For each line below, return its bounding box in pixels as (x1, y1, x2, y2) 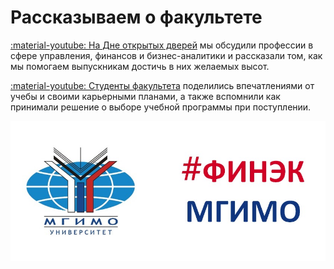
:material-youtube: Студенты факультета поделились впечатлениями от (10, 79, 315, 91)
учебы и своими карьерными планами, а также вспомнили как (10, 90, 281, 102)
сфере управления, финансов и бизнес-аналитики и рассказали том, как (10, 49, 323, 61)
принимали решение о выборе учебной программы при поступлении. (10, 101, 312, 113)
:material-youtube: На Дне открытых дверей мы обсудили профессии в (10, 39, 314, 51)
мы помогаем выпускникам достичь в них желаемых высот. (10, 60, 270, 72)
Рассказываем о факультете (10, 6, 263, 29)
